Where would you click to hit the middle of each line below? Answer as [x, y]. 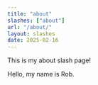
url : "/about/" [30, 27]
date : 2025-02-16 [33, 40]
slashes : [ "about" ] [36, 21]
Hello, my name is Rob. [41, 74]
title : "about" [30, 14]
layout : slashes [31, 34]
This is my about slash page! [49, 60]
